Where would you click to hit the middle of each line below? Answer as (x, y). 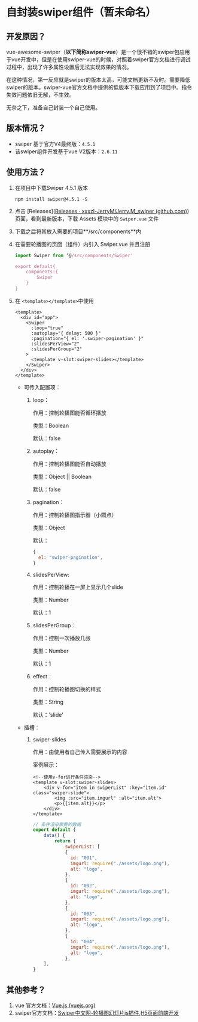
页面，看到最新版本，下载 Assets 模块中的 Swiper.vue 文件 (87, 218)
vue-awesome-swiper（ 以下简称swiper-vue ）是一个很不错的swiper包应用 (98, 52)
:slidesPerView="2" (55, 344)
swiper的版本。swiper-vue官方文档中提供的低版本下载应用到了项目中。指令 (99, 87)
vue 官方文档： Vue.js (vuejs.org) (55, 1005)
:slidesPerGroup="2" (57, 349)
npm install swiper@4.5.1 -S (51, 199)
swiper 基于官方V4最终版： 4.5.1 (55, 144)
